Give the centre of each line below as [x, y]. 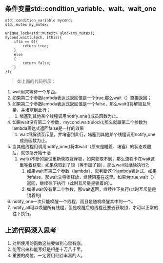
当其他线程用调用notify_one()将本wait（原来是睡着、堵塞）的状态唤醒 [82, 146]
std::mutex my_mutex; [27, 24]
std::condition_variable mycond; [39, 20]
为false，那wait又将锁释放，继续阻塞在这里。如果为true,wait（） [92, 177]
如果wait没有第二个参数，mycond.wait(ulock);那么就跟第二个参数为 [80, 122]
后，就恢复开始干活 [31, 152]
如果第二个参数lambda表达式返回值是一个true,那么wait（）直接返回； [82, 98]
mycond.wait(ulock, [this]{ [34, 37]
